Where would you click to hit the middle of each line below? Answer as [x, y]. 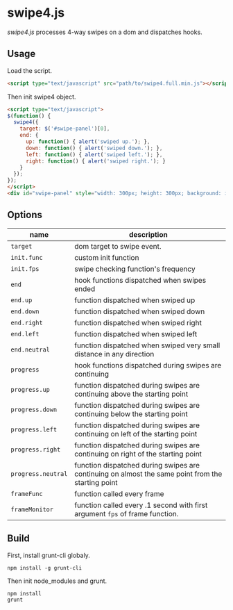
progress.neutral [39, 473]
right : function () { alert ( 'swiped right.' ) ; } [96, 161]
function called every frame [119, 493]
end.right [27, 322]
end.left [25, 334]
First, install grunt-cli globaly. [49, 555]
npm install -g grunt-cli [44, 568]
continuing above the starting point [131, 394]
